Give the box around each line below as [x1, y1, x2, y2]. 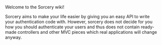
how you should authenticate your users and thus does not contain [5, 24, 140, 30]
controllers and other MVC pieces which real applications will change [17, 29, 158, 35]
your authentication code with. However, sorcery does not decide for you [5, 19, 153, 24]
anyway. [5, 34, 22, 40]
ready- [140, 24, 155, 30]
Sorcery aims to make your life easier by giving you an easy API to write [5, 14, 150, 19]
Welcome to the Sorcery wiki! [5, 4, 65, 10]
